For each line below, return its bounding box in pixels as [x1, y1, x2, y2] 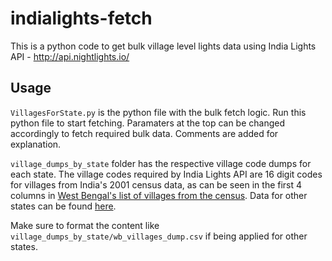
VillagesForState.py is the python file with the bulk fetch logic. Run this [10, 106, 307, 118]
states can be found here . [10, 200, 117, 212]
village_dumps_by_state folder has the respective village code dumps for [10, 157, 312, 169]
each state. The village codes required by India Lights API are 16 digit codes [10, 168, 323, 180]
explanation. [10, 138, 62, 150]
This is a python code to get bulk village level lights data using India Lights [10, 40, 317, 52]
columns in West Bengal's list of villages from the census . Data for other [10, 189, 308, 201]
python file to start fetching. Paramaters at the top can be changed [10, 117, 286, 129]
